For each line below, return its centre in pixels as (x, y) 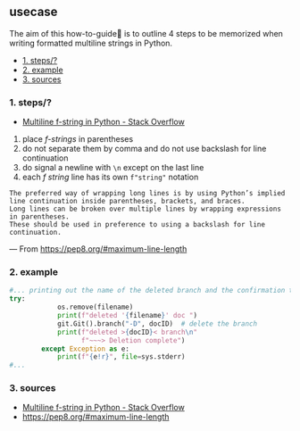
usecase (33, 12)
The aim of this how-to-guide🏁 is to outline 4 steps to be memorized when (146, 33)
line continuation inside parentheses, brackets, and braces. (127, 202)
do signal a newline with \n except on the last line (113, 168)
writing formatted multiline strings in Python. (91, 43)
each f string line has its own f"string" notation (110, 177)
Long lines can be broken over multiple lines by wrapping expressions (145, 209)
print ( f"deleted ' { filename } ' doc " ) (127, 316)
